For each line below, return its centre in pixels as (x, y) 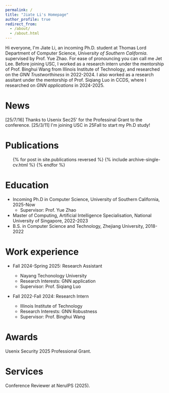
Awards (22, 337)
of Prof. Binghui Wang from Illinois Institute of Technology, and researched (82, 69)
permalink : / (19, 10)
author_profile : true (28, 19)
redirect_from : (21, 24)
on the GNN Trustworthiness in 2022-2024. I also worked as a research (79, 75)
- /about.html (24, 33)
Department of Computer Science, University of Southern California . (76, 53)
